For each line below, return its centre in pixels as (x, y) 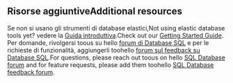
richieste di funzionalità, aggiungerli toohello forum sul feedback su (104, 50)
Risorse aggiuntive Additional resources (95, 11)
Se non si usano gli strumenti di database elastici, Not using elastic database (116, 28)
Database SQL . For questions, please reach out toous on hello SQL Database (116, 57)
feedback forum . (31, 72)
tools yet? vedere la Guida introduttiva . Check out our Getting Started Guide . (115, 35)
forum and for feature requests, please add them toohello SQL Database (111, 64)
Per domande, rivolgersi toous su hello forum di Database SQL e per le (108, 43)
